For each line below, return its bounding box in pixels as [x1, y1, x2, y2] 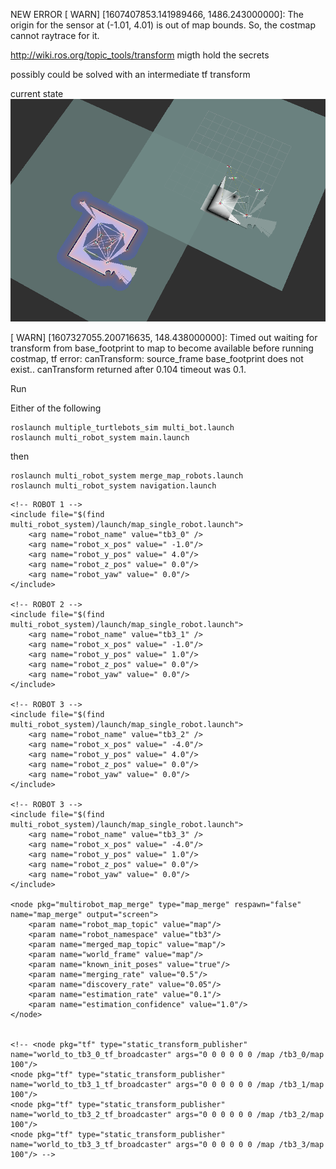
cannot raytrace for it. [10, 30, 100, 41]
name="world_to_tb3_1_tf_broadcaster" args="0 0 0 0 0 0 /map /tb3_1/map [10, 1080, 325, 1090]
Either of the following [10, 402, 102, 414]
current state [10, 88, 64, 99]
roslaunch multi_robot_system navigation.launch [10, 481, 217, 491]
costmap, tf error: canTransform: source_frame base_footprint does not [10, 353, 304, 365]
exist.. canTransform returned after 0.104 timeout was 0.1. [10, 364, 247, 376]
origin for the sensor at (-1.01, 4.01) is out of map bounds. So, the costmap [10, 19, 317, 31]
